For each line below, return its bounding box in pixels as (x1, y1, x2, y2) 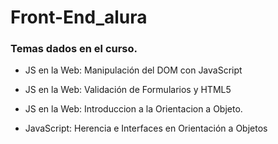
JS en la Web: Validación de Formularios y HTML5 (24, 84, 232, 96)
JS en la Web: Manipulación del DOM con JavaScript (24, 64, 243, 76)
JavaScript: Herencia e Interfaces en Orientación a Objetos (24, 122, 268, 135)
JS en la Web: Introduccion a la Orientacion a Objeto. (24, 103, 243, 115)
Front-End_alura (10, 6, 148, 29)
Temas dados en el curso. (10, 42, 138, 56)
